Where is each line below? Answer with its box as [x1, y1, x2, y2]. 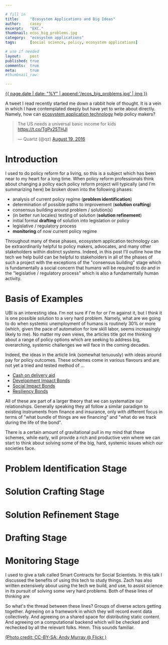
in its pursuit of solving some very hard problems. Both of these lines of [5, 588, 153, 594]
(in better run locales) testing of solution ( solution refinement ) [12, 212, 142, 218]
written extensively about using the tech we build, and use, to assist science [5, 583, 163, 589]
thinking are [5, 593, 30, 599]
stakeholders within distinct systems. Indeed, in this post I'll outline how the [5, 249, 161, 255]
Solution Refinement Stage [5, 509, 119, 521]
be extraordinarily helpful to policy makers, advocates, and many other [5, 243, 151, 249]
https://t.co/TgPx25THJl [17, 126, 68, 133]
